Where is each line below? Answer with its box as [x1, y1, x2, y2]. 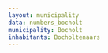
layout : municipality [8, 11, 80, 19]
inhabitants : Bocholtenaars [8, 33, 101, 41]
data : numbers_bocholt [8, 19, 83, 26]
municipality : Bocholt [8, 26, 83, 34]
